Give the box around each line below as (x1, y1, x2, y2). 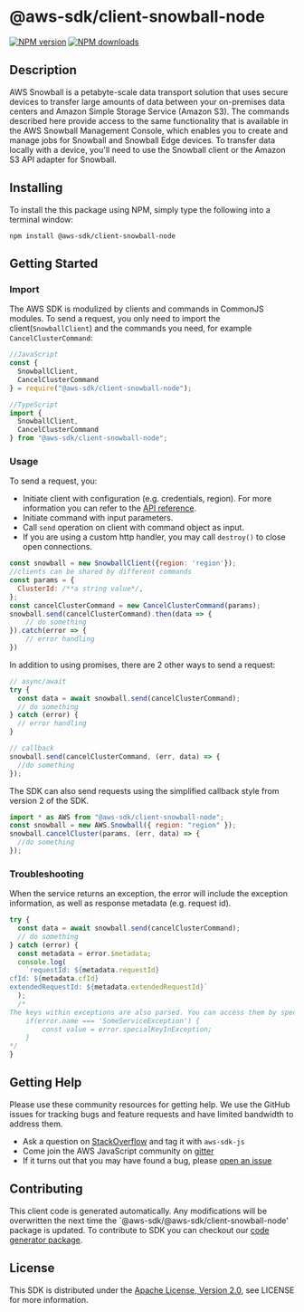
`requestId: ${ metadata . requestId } (25, 966, 160, 975)
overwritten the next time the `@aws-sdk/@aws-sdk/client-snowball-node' (9, 1215, 290, 1226)
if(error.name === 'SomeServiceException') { (25, 1016, 201, 1025)
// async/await (9, 676, 67, 685)
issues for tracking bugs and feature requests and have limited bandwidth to (9, 1108, 294, 1119)
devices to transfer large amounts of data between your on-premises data (9, 96, 285, 107)
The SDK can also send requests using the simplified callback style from (9, 785, 280, 796)
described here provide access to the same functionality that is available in (9, 115, 289, 126)
